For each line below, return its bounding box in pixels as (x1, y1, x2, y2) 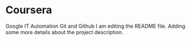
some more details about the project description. (5, 28, 124, 35)
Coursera (5, 3, 52, 17)
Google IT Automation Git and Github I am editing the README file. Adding (5, 23, 186, 29)
